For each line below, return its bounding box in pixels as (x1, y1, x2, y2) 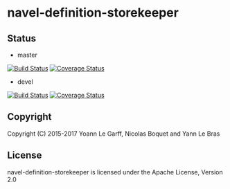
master (17, 51, 38, 59)
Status (7, 33, 37, 44)
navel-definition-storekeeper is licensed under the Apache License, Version (7, 168, 223, 176)
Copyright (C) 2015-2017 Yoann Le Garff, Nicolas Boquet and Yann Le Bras (7, 129, 220, 138)
